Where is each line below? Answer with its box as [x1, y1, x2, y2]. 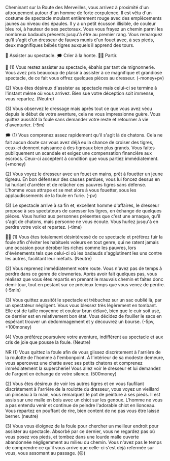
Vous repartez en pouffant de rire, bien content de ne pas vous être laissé [5, 408, 160, 414]
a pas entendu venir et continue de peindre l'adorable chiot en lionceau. [5, 402, 156, 408]
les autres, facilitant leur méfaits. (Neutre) [5, 256, 92, 261]
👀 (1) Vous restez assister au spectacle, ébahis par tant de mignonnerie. [5, 64, 156, 70]
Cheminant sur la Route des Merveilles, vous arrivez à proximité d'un [5, 5, 149, 10]
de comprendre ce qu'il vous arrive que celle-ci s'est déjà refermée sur [5, 445, 154, 450]
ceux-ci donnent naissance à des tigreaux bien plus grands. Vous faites [5, 145, 155, 151]
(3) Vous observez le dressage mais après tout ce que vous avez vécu [5, 105, 152, 112]
